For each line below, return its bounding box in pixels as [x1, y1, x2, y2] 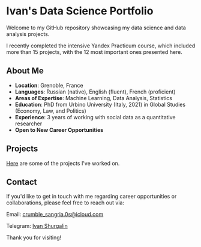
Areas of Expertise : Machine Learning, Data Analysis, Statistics [14, 94, 173, 101]
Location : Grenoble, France [14, 82, 83, 89]
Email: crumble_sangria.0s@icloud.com [6, 211, 104, 218]
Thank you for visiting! [6, 234, 62, 241]
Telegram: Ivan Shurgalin [6, 222, 68, 230]
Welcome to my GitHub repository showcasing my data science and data [6, 24, 186, 31]
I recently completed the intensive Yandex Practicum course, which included [6, 42, 196, 49]
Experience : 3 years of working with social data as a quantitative [14, 113, 176, 121]
